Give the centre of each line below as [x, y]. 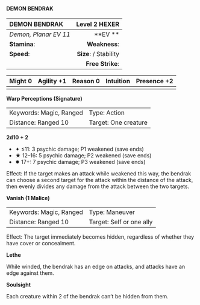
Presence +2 [155, 81]
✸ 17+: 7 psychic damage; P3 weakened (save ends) [80, 162]
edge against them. [30, 273]
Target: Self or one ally [121, 222]
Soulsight [19, 285]
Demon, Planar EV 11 [40, 34]
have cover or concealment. [41, 244]
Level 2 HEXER [98, 24]
